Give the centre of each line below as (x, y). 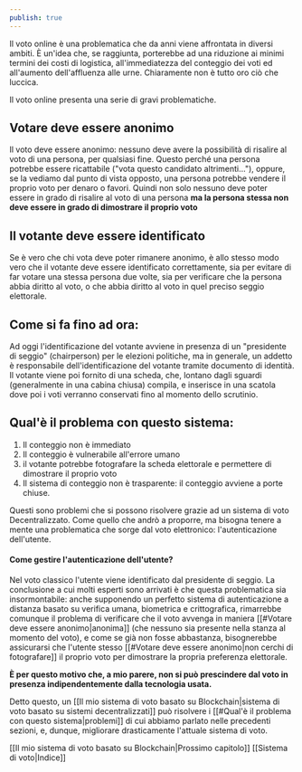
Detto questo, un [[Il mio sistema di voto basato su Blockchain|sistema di (145, 701)
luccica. (24, 81)
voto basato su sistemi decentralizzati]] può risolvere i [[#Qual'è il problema (151, 711)
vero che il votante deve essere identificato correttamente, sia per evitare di (151, 267)
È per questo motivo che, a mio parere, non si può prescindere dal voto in (149, 674)
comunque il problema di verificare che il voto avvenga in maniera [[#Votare (151, 619)
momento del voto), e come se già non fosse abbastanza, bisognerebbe (143, 638)
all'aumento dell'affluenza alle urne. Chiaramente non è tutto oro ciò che (144, 72)
